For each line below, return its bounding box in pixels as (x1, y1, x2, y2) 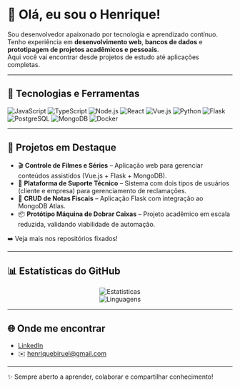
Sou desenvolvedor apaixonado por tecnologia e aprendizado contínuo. (7, 30, 218, 39)
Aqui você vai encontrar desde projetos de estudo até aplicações (7, 53, 199, 61)
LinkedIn (17, 342, 44, 350)
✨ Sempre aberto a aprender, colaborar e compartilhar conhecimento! (7, 372, 214, 381)
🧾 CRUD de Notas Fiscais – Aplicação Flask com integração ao (17, 194, 204, 203)
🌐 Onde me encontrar (7, 322, 106, 335)
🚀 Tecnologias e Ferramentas (7, 88, 140, 100)
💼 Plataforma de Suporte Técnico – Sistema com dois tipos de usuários (17, 178, 230, 188)
